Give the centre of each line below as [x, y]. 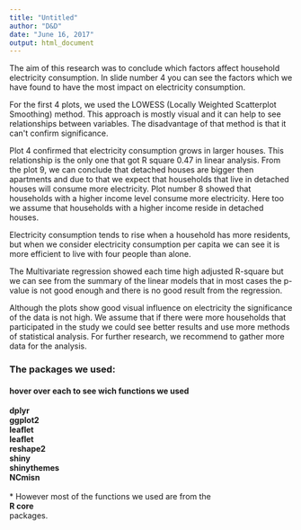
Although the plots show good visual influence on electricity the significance [151, 308]
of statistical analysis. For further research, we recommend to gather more [147, 337]
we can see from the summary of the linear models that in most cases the [146, 281]
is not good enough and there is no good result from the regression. [157, 291]
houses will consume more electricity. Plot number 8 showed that [130, 189]
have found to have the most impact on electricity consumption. [128, 87]
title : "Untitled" [44, 18]
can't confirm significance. [59, 133]
